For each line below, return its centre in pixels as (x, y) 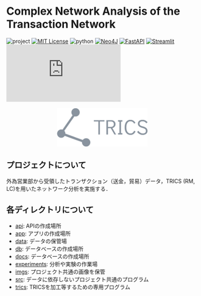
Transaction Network (61, 24)
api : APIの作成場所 (38, 226)
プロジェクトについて (46, 165)
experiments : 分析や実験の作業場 (56, 264)
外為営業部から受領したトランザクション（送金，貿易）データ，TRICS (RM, (101, 181)
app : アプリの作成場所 (43, 233)
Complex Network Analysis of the (93, 11)
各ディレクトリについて (50, 210)
